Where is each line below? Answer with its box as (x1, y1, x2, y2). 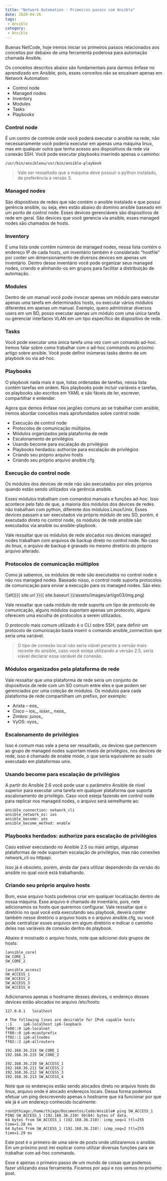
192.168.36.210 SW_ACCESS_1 (5, 1061, 64, 1066)
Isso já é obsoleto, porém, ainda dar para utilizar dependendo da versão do (5, 864, 160, 870)
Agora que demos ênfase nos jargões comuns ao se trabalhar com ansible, (5, 404, 160, 410)
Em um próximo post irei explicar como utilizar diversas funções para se (5, 1144, 154, 1150)
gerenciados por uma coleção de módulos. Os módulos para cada (5, 687, 141, 693)
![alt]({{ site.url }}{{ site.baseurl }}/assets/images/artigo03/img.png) (5, 592, 145, 598)
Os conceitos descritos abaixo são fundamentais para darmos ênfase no (5, 64, 155, 70)
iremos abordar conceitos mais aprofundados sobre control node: (5, 410, 141, 416)
